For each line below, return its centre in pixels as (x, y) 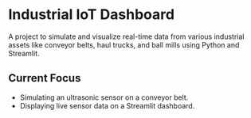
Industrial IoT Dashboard (92, 15)
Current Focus (45, 78)
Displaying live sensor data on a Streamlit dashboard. (107, 105)
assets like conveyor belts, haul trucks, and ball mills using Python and (124, 44)
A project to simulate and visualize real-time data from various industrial (126, 36)
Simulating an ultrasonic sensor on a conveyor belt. (104, 97)
